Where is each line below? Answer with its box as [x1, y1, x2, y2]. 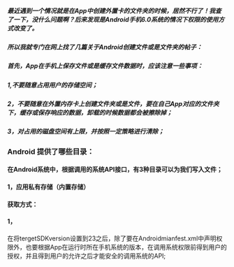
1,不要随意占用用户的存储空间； [7, 80, 98, 89]
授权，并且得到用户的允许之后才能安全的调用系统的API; [7, 252, 166, 260]
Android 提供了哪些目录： [7, 147, 94, 157]
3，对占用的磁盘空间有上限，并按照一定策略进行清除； [7, 127, 165, 136]
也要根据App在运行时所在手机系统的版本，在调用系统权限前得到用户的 [25, 243, 227, 251]
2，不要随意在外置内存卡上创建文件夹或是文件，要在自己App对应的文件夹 [7, 100, 219, 108]
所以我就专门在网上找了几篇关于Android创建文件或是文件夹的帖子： [7, 43, 203, 51]
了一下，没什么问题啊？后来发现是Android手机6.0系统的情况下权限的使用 [7, 15, 219, 24]
